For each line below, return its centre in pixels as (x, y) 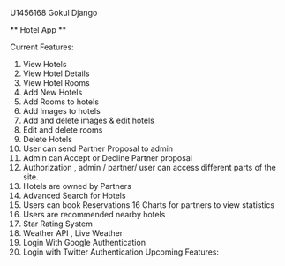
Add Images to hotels (61, 111)
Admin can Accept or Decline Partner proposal (108, 158)
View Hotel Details (56, 73)
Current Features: (42, 47)
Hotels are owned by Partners (77, 186)
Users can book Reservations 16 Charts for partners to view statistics (149, 205)
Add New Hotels (52, 92)
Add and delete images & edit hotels (89, 120)
